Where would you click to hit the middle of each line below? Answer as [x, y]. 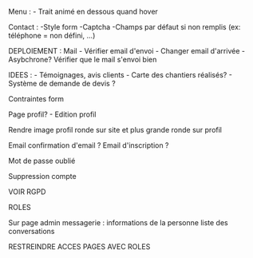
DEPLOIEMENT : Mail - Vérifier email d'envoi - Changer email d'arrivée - [127, 51]
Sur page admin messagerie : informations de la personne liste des [119, 222]
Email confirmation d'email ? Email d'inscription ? [89, 145]
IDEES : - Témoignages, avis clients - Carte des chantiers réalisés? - [121, 75]
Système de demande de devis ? [62, 83]
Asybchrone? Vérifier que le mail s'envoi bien [83, 60]
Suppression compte [43, 176]
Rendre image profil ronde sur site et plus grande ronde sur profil [115, 130]
